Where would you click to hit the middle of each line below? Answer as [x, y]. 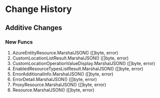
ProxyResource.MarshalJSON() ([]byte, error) [59, 84]
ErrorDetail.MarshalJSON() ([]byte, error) [55, 79]
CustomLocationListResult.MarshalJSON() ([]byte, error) [70, 58]
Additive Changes [34, 28]
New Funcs [19, 42]
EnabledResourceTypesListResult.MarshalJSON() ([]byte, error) [78, 68]
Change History [38, 9]
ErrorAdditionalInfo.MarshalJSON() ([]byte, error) [63, 74]
